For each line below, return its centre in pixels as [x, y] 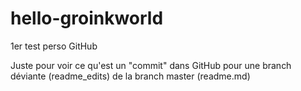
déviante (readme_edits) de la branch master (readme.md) [130, 76]
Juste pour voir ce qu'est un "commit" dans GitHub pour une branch [151, 65]
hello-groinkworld [87, 18]
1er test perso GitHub [54, 46]
